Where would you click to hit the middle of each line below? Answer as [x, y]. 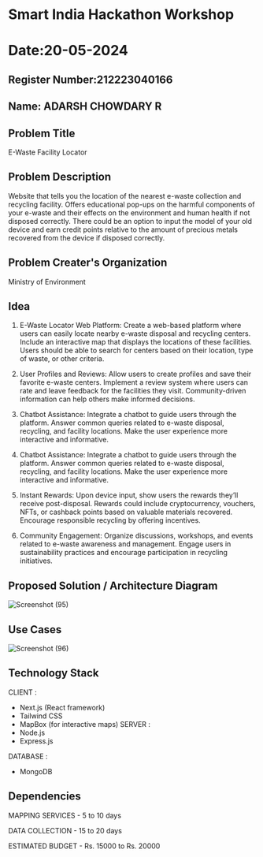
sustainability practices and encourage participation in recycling [124, 553]
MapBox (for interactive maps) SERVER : [85, 724]
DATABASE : [28, 756]
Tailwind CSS [41, 716]
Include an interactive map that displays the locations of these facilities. [135, 342]
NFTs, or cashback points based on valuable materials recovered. [126, 512]
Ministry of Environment [47, 281]
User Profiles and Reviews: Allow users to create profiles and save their [135, 374]
